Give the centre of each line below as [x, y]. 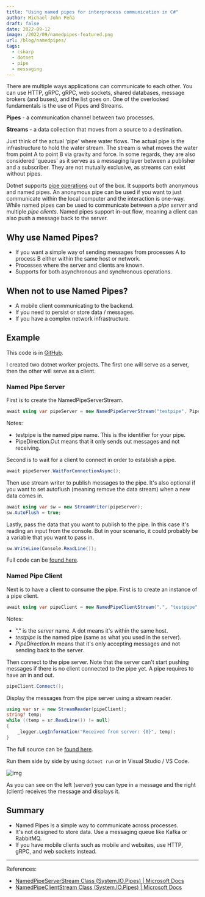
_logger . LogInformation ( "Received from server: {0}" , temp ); [96, 732]
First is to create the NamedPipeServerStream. [65, 400]
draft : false [23, 23]
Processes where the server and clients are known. [80, 265]
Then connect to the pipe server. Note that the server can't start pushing [98, 662]
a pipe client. [23, 596]
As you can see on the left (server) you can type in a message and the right [101, 784]
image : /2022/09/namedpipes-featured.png [60, 35]
